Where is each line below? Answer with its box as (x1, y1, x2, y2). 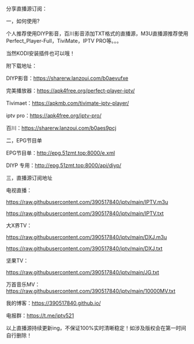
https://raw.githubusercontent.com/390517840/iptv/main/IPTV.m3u (6, 199, 169, 205)
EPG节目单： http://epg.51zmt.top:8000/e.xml (6, 149, 115, 156)
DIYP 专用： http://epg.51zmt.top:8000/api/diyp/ (6, 162, 122, 169)
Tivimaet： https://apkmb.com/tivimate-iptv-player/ (6, 100, 129, 107)
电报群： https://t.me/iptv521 (6, 312, 74, 319)
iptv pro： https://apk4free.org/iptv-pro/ (6, 112, 101, 119)
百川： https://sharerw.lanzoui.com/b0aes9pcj (6, 125, 117, 131)
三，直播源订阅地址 (6, 175, 53, 181)
